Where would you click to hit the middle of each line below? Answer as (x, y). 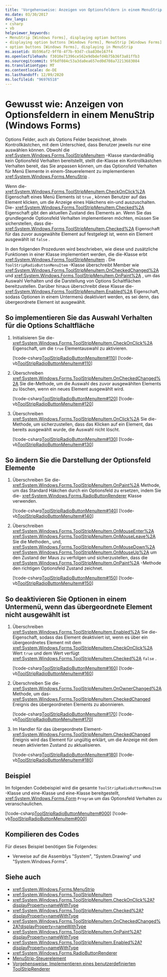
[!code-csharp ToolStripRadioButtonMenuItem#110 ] (64, 358)
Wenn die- (16, 186)
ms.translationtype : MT (30, 65)
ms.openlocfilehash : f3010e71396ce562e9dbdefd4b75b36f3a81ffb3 (72, 56)
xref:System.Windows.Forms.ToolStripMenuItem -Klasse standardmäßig (79, 155)
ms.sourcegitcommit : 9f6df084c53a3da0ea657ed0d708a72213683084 (72, 61)
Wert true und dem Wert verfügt (46, 653)
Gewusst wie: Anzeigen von (64, 104)
